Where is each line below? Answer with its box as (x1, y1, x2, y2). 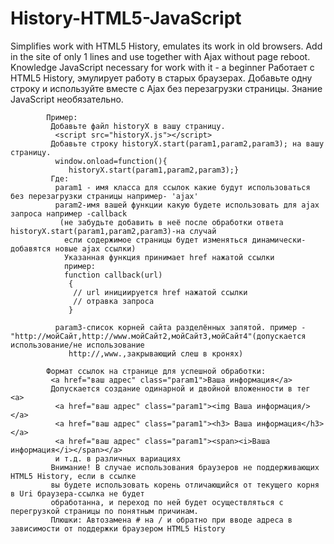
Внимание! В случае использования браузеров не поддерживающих (50, 462, 320, 472)
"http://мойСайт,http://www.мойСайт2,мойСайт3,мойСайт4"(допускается (10, 331, 307, 341)
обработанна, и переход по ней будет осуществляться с (50, 497, 284, 507)
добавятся (10, 243, 52, 254)
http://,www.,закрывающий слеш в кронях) (68, 348, 244, 359)
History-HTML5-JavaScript (10, 7, 242, 30)
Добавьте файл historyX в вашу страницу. (50, 121, 226, 131)
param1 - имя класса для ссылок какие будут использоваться (54, 182, 311, 192)
